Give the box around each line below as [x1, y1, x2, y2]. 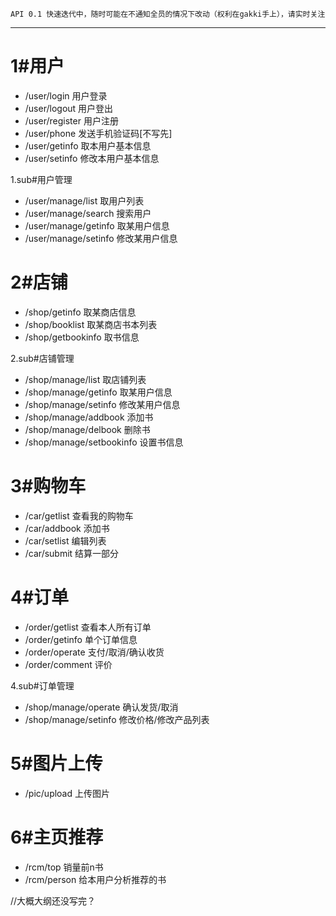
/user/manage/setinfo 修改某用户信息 [24, 232, 178, 244]
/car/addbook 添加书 [24, 522, 110, 534]
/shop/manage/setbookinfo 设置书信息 [24, 436, 184, 448]
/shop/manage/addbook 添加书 [24, 411, 154, 423]
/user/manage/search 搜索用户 [24, 207, 152, 219]
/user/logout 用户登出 [24, 102, 114, 114]
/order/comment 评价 [24, 658, 113, 670]
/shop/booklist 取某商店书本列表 [24, 318, 158, 330]
